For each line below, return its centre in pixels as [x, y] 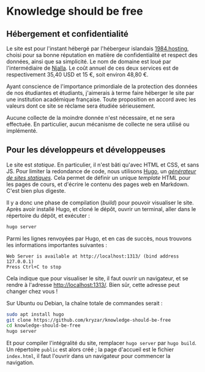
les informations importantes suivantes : [57, 245]
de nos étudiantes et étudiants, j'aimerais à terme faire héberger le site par [100, 93]
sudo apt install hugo [35, 314]
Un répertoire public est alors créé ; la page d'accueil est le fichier [90, 349]
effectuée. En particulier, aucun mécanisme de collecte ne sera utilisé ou [98, 124]
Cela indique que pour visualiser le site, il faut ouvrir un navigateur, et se [97, 278]
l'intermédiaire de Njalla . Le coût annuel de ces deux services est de [92, 68]
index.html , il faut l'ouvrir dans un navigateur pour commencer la [88, 356]
